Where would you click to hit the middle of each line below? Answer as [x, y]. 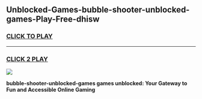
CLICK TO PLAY [29, 37]
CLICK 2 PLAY [27, 59]
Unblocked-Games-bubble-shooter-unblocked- [98, 10]
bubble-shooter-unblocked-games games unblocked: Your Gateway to [97, 83]
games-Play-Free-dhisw [53, 19]
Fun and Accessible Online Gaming [51, 89]
